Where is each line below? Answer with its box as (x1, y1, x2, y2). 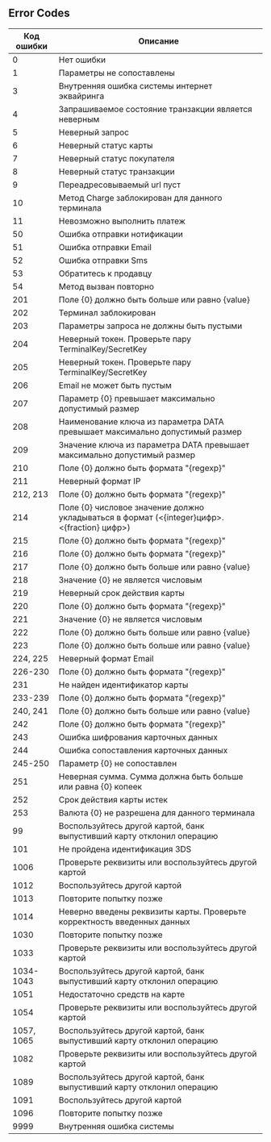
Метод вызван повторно (58, 281, 155, 292)
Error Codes (8, 6, 70, 20)
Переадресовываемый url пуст (58, 179, 181, 190)
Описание (138, 35, 180, 47)
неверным (58, 113, 100, 124)
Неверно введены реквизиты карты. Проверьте (58, 906, 247, 917)
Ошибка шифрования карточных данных (58, 731, 218, 743)
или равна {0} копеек (58, 781, 143, 792)
